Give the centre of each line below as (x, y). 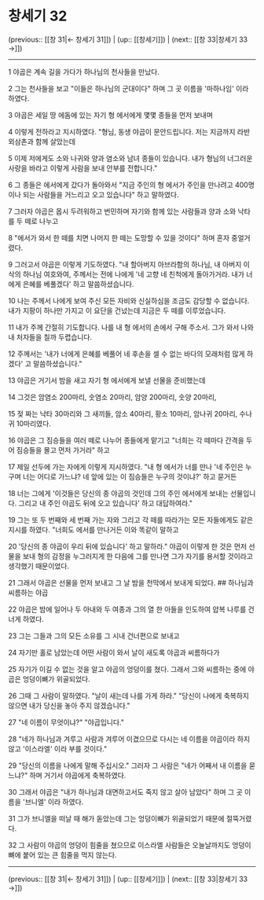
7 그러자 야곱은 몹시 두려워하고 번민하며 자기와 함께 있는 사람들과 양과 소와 (122, 211)
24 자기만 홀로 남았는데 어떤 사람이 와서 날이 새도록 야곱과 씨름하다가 (114, 652)
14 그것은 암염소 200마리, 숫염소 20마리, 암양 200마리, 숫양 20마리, (112, 397)
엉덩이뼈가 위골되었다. (56, 679)
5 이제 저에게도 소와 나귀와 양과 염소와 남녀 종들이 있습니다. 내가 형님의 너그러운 (130, 158)
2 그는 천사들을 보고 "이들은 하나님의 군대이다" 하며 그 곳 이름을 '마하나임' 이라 (128, 88)
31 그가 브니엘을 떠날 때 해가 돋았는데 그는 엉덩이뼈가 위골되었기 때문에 (117, 818)
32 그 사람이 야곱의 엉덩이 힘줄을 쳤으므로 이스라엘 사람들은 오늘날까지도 (119, 845)
